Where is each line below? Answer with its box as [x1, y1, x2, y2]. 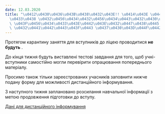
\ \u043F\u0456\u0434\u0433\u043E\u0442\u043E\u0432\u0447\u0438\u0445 [9, 21, 160, 26]
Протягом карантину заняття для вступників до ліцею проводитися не [5, 39, 154, 45]
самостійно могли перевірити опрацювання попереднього [28, 59, 152, 65]
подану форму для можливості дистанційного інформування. [5, 79, 134, 85]
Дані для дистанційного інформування [5, 104, 86, 110]
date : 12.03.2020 [5, 7, 41, 12]
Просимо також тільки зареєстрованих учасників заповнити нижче [5, 74, 147, 80]
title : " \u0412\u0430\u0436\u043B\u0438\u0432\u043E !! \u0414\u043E [5, 12, 148, 17]
